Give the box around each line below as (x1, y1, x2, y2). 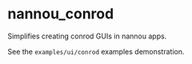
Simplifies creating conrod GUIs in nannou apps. (7, 31, 167, 41)
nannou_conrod (7, 5, 114, 23)
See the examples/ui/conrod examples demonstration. (7, 46, 185, 56)
